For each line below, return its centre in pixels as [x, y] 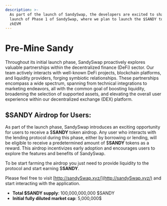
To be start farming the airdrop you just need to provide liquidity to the [77, 163]
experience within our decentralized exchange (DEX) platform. [69, 99]
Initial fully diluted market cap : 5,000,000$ [57, 198]
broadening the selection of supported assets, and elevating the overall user [83, 94]
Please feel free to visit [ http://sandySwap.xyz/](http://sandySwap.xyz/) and [83, 178]
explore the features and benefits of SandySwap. [55, 153]
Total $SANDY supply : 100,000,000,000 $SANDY [63, 193]
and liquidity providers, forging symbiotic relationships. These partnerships [82, 78]
